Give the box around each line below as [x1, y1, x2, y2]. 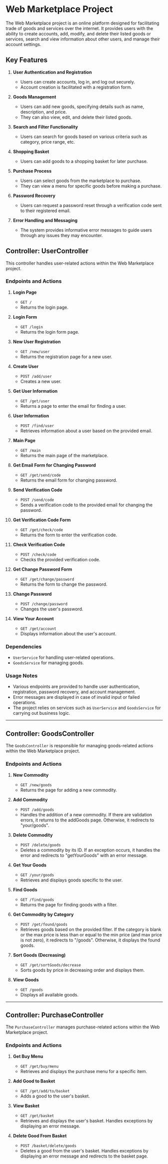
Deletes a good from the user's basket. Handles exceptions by [20, 1147, 149, 1153]
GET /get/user [20, 399, 50, 404]
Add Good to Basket [12, 1078, 55, 1084]
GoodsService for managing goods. [12, 660, 84, 666]
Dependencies [5, 643, 42, 650]
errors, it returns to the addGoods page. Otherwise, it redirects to [20, 817, 154, 823]
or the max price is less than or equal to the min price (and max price [20, 931, 163, 937]
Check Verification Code [12, 541, 65, 547]
